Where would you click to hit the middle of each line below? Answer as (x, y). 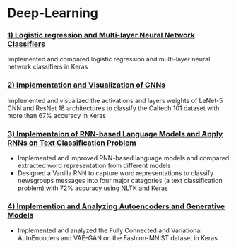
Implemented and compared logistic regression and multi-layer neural (109, 59)
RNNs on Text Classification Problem (72, 143)
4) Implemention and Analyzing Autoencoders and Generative (116, 206)
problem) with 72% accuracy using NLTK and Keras (93, 188)
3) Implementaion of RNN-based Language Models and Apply (115, 134)
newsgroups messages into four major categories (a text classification (120, 181)
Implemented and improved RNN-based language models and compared (123, 158)
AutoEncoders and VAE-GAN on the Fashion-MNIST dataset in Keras (117, 238)
